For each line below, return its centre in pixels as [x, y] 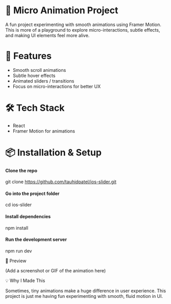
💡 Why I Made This [25, 281]
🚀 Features [29, 56]
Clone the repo [21, 170]
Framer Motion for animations [44, 131]
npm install [17, 228]
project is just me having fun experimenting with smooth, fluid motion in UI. [84, 296]
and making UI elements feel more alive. [47, 35]
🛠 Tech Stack [35, 108]
